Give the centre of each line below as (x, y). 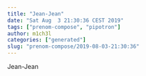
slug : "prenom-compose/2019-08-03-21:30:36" (73, 46)
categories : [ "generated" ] (47, 40)
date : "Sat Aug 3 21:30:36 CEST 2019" (66, 20)
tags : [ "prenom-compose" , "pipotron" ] (64, 27)
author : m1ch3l (29, 33)
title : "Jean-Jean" (36, 14)
